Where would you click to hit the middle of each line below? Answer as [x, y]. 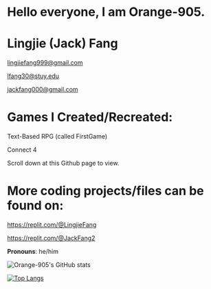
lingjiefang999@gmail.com [45, 63]
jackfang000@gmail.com [43, 90]
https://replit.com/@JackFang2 [51, 238]
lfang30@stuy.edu [33, 76]
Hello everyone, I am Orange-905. [106, 12]
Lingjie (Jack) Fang [63, 44]
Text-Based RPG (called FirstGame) [57, 137]
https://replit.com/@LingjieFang [52, 225]
